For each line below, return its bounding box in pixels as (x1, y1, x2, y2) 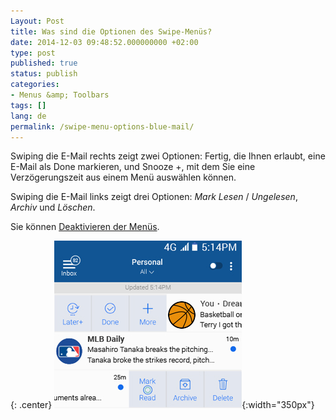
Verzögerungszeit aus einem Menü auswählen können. (10, 171, 237, 184)
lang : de (10, 111, 47, 121)
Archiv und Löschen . (10, 201, 96, 214)
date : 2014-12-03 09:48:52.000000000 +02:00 (10, 37, 199, 47)
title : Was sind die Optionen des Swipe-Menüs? (10, 26, 213, 37)
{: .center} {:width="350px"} (10, 399, 315, 411)
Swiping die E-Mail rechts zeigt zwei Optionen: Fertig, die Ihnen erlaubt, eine (10, 150, 326, 162)
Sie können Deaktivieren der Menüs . (10, 221, 160, 233)
